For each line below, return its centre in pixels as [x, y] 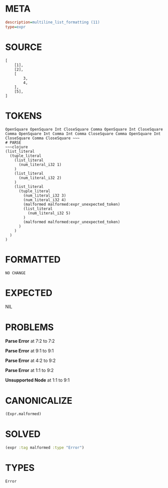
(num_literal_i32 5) [49, 213]
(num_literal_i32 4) [45, 200]
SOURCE [24, 47]
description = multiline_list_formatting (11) [53, 22]
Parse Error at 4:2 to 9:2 [31, 360]
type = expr [16, 27]
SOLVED [23, 434]
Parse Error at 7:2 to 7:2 [30, 341]
